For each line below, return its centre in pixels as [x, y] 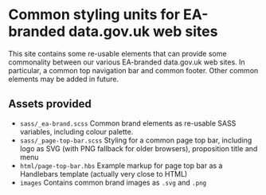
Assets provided [50, 104]
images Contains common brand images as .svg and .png [113, 182]
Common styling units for [94, 15]
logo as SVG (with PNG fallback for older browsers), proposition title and [139, 148]
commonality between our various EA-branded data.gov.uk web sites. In [127, 62]
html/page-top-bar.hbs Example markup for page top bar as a [121, 166]
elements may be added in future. [64, 79]
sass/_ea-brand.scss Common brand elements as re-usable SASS [128, 123]
